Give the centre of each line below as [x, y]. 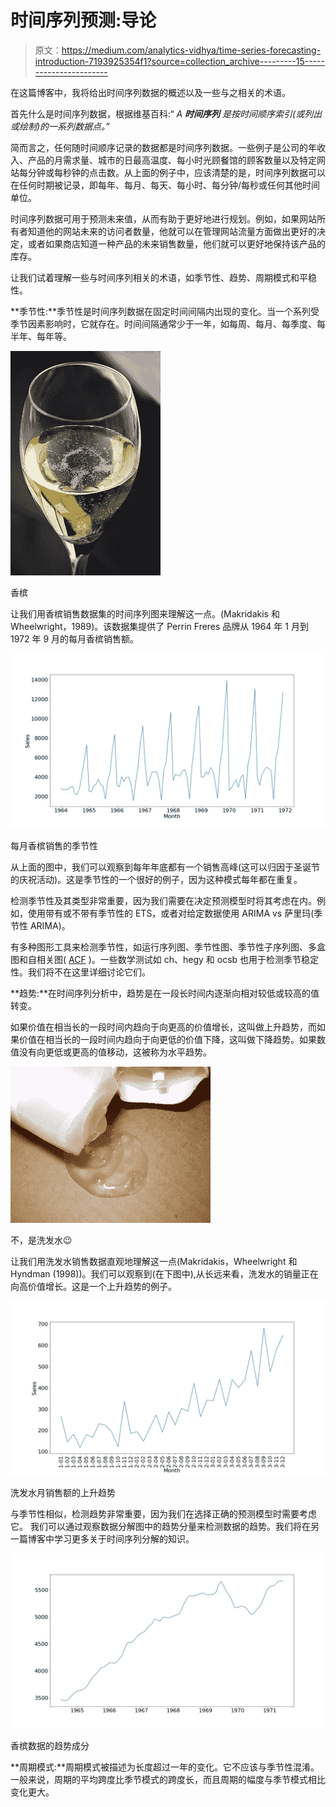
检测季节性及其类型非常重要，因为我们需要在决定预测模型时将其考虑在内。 [163, 900]
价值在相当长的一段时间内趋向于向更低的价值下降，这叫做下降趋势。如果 [167, 1039]
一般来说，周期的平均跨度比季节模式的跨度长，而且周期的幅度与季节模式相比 [168, 1779]
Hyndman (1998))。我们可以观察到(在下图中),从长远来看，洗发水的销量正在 [164, 1273]
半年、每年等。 [41, 336]
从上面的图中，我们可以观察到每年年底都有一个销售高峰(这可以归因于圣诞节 [165, 867]
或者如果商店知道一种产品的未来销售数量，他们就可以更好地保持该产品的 [176, 243]
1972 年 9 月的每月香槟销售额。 [75, 638]
